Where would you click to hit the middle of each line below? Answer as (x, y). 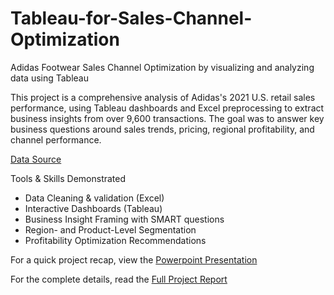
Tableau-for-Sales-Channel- (131, 18)
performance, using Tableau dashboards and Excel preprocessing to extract (167, 108)
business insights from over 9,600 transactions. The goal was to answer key (167, 118)
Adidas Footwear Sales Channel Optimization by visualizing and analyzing (162, 67)
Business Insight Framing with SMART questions (124, 219)
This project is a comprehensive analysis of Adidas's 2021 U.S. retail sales (163, 97)
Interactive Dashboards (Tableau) (93, 208)
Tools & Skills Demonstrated (68, 178)
